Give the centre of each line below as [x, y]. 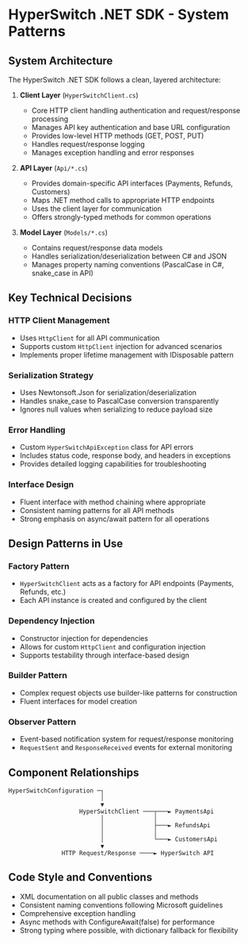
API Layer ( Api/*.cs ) [54, 168]
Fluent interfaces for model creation [78, 701]
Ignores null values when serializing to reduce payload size [116, 409]
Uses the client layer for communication [97, 209]
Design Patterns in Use [66, 544]
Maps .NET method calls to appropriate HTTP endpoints [123, 200]
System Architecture [61, 61]
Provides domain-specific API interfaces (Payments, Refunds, [132, 183]
